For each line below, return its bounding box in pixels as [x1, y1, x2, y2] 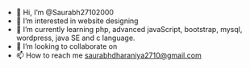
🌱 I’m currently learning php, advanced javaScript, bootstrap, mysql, [15, 25, 243, 34]
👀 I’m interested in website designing [15, 16, 139, 26]
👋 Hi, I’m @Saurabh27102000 [15, 8, 115, 17]
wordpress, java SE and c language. [15, 33, 135, 42]
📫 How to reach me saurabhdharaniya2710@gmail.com [15, 50, 202, 60]
